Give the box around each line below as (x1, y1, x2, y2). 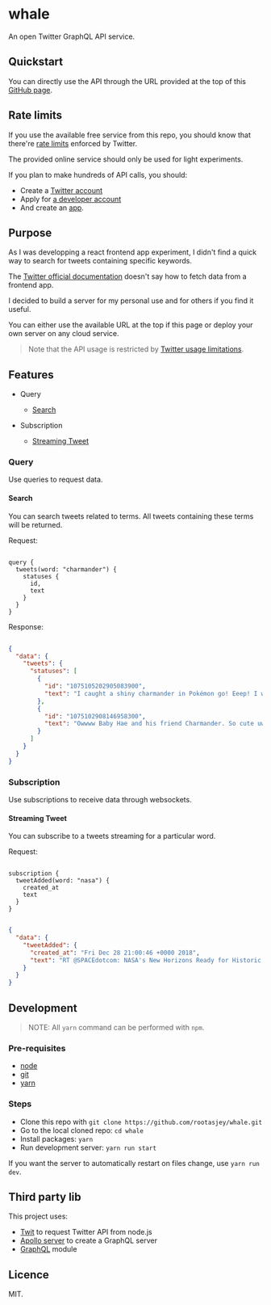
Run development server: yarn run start (19, 1143, 157, 1152)
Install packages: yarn (19, 1134, 94, 1143)
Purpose (8, 225, 52, 239)
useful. (8, 305, 31, 314)
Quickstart (8, 55, 64, 69)
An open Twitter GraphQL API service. (8, 32, 135, 41)
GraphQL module (19, 1244, 77, 1254)
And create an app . (19, 203, 85, 213)
